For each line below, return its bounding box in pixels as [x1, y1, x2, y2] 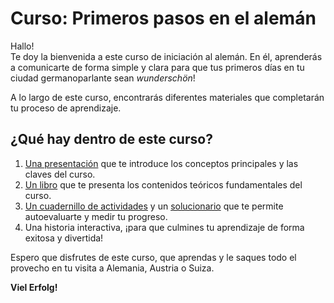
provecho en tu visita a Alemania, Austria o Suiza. [10, 262, 215, 274]
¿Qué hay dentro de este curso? [10, 131, 213, 148]
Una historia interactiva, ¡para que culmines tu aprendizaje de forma [24, 221, 305, 233]
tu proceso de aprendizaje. [10, 102, 122, 114]
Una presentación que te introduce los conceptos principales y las [24, 157, 299, 169]
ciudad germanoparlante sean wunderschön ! [10, 72, 196, 84]
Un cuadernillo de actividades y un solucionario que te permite [24, 200, 284, 212]
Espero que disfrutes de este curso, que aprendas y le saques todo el [10, 251, 297, 263]
